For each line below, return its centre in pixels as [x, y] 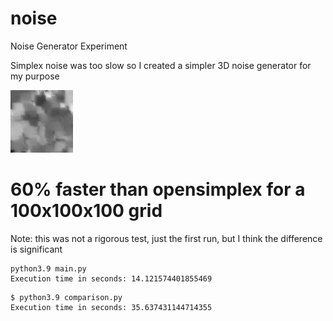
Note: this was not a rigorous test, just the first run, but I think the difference [166, 238]
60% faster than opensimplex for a [158, 189]
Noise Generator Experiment [69, 46]
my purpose [35, 76]
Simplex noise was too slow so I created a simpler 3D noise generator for [161, 65]
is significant [36, 249]
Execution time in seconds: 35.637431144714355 [111, 307]
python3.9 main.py [48, 268]
